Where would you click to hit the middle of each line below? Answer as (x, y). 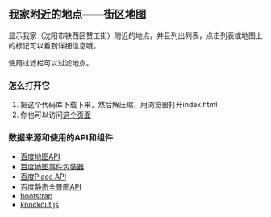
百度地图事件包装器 (52, 167)
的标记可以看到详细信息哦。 (54, 45)
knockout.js (39, 205)
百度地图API (40, 156)
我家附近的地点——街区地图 (77, 15)
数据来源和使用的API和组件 (61, 138)
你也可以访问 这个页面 (55, 115)
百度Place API (43, 177)
